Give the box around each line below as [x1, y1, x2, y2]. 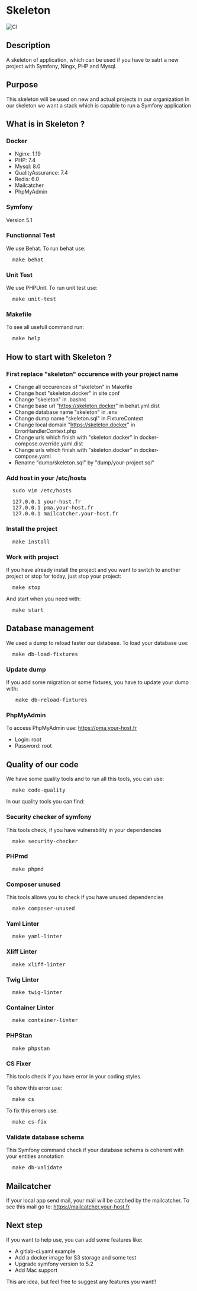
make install [12, 538, 50, 545]
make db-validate [12, 1165, 63, 1171]
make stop [12, 584, 41, 591]
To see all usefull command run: [6, 324, 84, 331]
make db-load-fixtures [12, 651, 78, 657]
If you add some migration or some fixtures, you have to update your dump [6, 679, 189, 686]
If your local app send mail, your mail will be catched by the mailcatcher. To [6, 1197, 190, 1204]
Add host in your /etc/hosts [6, 474, 87, 482]
